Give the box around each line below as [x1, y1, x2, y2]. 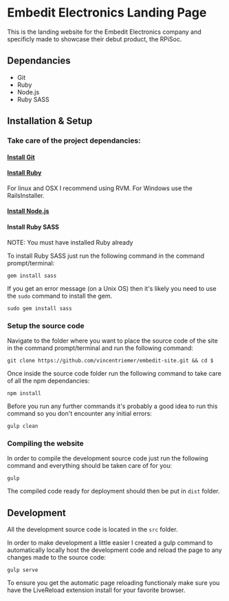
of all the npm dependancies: [7, 376, 90, 385]
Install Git [7, 153, 36, 161]
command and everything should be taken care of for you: [7, 462, 172, 470]
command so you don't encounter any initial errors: [7, 409, 153, 418]
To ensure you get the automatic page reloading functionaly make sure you [7, 579, 220, 587]
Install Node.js [7, 207, 50, 215]
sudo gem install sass [7, 305, 72, 312]
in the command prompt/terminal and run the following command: [7, 343, 194, 352]
